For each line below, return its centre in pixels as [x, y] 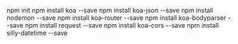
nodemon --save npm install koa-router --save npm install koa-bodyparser [117, 18]
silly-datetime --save [37, 33]
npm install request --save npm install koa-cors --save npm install [122, 25]
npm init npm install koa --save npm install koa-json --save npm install [110, 10]
